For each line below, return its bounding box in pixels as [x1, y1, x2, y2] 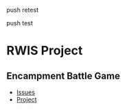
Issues [16, 88, 36, 96]
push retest [6, 6, 39, 14]
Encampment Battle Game [6, 70, 121, 81]
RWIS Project [6, 43, 83, 59]
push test [6, 19, 34, 27]
